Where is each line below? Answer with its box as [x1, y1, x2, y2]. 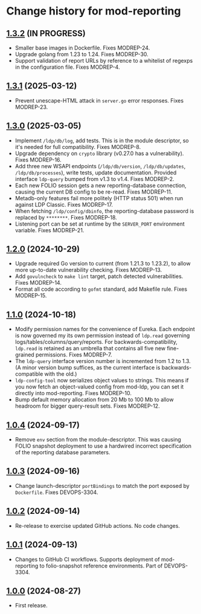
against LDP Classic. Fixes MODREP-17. [14, 201, 113, 208]
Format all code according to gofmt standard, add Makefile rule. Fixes [14, 285, 188, 293]
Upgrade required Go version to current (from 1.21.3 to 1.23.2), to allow [14, 260, 191, 267]
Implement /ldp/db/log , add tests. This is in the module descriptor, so [14, 137, 189, 144]
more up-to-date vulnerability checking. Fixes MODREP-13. [14, 267, 162, 274]
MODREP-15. [14, 292, 47, 299]
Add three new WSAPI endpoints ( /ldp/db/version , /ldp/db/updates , [14, 162, 186, 169]
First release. [14, 602, 48, 609]
